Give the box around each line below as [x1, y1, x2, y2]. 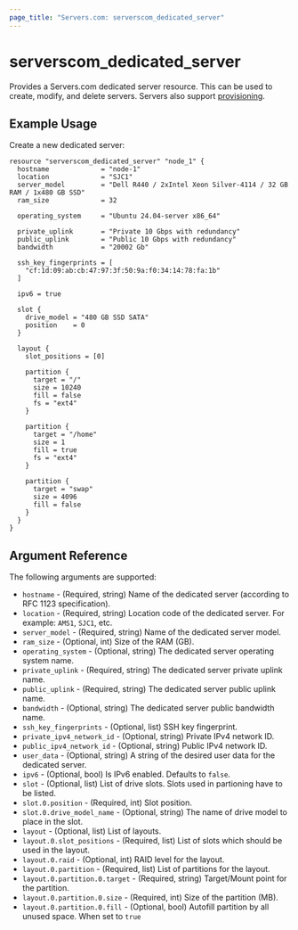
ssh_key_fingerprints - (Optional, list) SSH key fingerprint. [21, 721, 238, 732]
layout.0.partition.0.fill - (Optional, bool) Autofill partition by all [21, 901, 270, 912]
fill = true [32, 446, 77, 455]
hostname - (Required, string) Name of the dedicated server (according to [21, 589, 290, 600]
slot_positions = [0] [25, 352, 105, 361]
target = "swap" [32, 485, 93, 494]
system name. [21, 655, 74, 666]
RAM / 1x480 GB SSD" [9, 188, 86, 197]
